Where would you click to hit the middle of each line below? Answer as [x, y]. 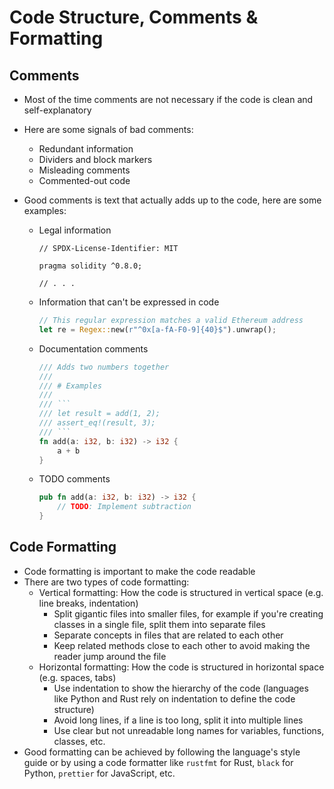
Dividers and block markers [95, 159]
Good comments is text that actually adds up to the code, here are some [172, 200]
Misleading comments [84, 170]
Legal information [75, 230]
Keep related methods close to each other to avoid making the [182, 645]
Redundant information [86, 149]
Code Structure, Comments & [134, 17]
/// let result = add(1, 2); [99, 414]
